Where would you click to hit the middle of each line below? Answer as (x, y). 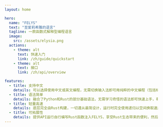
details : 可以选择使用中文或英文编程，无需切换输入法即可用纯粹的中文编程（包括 (85, 90)
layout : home (18, 9)
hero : (10, 18)
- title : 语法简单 (26, 95)
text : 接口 (28, 68)
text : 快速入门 (31, 54)
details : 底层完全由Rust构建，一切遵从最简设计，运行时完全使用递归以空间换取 (84, 108)
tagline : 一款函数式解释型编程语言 (41, 32)
